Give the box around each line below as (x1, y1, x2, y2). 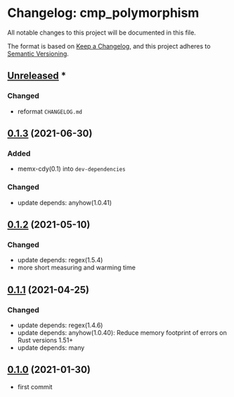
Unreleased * (7, 70, 67, 82)
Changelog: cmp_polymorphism (7, 5, 200, 21)
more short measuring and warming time (17, 263, 136, 272)
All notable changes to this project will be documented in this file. (7, 28, 197, 37)
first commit (17, 382, 53, 391)
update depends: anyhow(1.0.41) (17, 198, 112, 207)
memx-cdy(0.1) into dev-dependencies (17, 164, 126, 173)
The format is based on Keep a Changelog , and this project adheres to (7, 42, 211, 50)
